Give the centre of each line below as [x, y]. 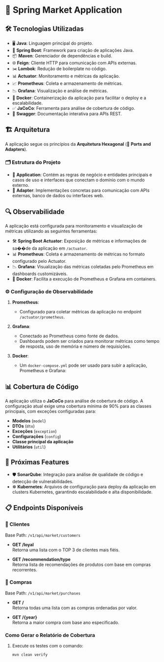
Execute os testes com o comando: [47, 646]
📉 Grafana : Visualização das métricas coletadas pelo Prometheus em [83, 266]
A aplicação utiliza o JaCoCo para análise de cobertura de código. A [74, 401]
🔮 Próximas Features [37, 462]
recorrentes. [25, 570]
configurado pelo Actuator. [39, 261]
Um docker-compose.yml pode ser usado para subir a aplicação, [83, 365]
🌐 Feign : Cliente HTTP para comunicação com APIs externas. [74, 63]
